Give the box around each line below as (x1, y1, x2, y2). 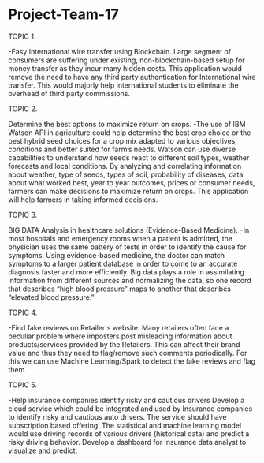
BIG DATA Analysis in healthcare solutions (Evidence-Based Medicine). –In (8, 225, 250, 234)
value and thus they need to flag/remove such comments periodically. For (8, 348, 247, 357)
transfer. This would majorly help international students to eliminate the (8, 80, 239, 90)
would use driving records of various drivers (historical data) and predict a (8, 428, 250, 439)
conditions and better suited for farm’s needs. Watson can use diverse (8, 144, 236, 154)
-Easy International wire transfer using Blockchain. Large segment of (8, 47, 231, 56)
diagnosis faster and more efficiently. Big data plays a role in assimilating (8, 267, 244, 277)
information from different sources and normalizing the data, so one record (8, 275, 252, 285)
